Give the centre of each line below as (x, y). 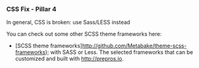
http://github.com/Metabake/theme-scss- (134, 46)
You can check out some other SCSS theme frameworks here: (84, 34)
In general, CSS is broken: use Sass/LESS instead (68, 22)
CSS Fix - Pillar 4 (31, 9)
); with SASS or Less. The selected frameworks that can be (119, 52)
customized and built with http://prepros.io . (69, 59)
